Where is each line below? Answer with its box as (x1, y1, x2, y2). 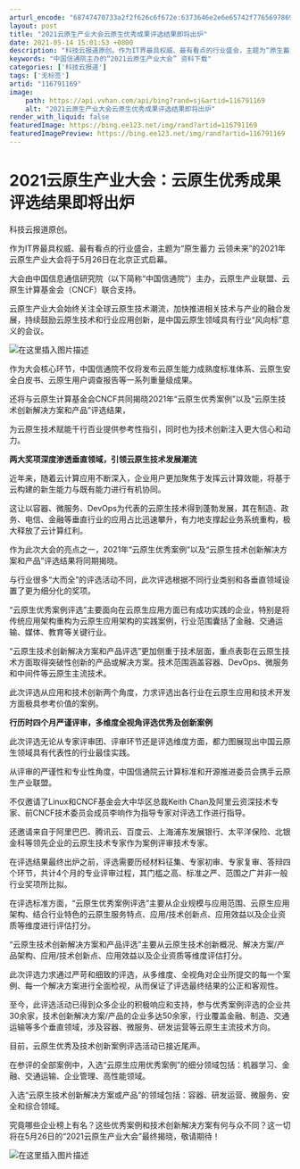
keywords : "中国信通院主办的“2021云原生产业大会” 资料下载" (9, 54, 212, 63)
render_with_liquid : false (9, 112, 110, 121)
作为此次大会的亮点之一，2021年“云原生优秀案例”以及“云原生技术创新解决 (9, 543, 280, 554)
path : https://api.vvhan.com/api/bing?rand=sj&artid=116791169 (25, 95, 266, 105)
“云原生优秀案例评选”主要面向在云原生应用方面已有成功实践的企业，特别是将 (9, 604, 290, 615)
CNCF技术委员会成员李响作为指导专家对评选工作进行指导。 (32, 807, 251, 817)
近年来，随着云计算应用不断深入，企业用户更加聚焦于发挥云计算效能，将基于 (9, 472, 291, 483)
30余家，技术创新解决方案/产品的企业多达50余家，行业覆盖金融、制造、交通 (9, 1010, 290, 1021)
